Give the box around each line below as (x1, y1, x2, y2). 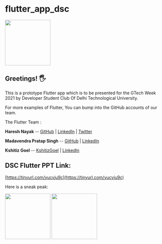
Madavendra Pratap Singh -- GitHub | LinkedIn (5, 138, 99, 144)
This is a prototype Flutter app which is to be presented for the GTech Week (5, 90, 156, 96)
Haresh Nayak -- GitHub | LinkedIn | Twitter (5, 128, 92, 134)
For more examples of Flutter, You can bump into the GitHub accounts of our (5, 105, 158, 110)
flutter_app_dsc (5, 3, 70, 15)
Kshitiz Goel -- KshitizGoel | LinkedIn (5, 147, 80, 153)
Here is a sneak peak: (5, 184, 48, 190)
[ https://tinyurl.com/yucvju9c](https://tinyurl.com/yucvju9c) (5, 174, 124, 180)
